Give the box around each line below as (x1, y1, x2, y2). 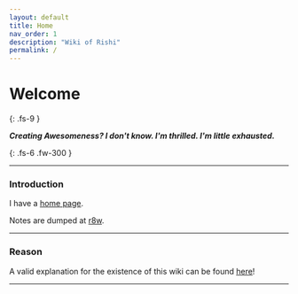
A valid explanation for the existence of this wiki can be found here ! (9, 266, 255, 276)
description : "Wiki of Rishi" (9, 37, 122, 47)
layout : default (9, 12, 69, 22)
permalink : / (9, 46, 58, 55)
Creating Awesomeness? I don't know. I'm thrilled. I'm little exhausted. (9, 130, 275, 142)
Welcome (9, 84, 81, 104)
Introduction (9, 178, 64, 190)
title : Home (9, 21, 53, 30)
